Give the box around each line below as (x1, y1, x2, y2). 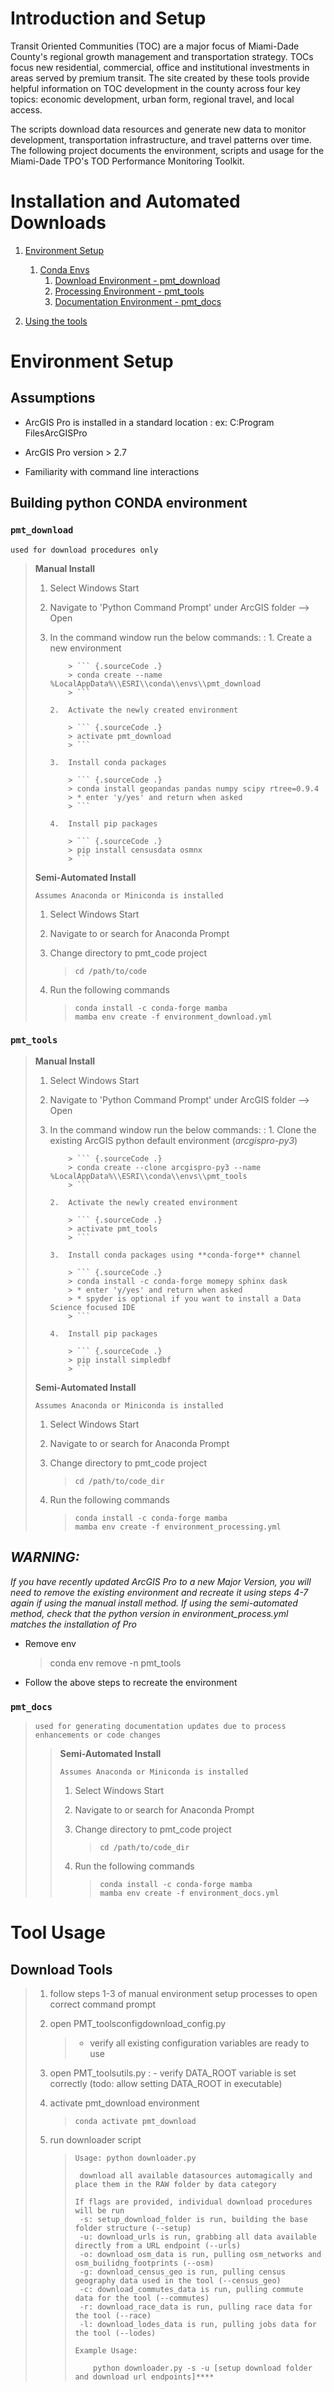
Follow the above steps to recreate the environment (24, 1676, 238, 1688)
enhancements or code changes (34, 1730, 162, 1740)
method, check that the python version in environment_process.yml (10, 1607, 289, 1619)
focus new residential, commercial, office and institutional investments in (10, 61, 310, 73)
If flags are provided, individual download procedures (74, 2197, 313, 2207)
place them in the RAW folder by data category (74, 2179, 277, 2189)
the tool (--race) (74, 2310, 152, 2321)
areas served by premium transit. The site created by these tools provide (10, 72, 310, 84)
